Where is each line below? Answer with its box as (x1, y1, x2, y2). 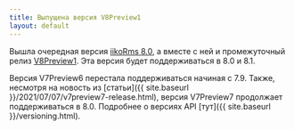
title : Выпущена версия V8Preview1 (9, 12, 142, 22)
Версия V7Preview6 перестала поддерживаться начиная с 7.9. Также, (9, 72, 275, 83)
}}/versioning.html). (9, 110, 81, 121)
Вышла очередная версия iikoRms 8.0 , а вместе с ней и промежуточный (9, 45, 286, 56)
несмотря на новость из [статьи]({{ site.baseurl (9, 82, 190, 93)
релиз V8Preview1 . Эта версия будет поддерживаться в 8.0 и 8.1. (9, 55, 256, 66)
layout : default (9, 21, 69, 30)
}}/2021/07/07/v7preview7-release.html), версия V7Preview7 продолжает (9, 91, 283, 102)
